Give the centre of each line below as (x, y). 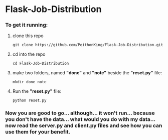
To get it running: (27, 25)
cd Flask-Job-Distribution (41, 64)
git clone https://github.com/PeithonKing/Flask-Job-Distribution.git (88, 45)
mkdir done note (29, 82)
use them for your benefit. (38, 132)
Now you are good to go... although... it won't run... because (80, 113)
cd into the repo (29, 54)
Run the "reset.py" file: (37, 91)
